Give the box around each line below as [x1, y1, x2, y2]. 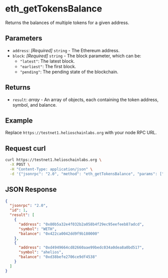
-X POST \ [9, 162, 30, 167]
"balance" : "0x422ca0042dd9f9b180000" [18, 231, 99, 236]
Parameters [5, 34, 42, 43]
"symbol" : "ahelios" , [18, 250, 64, 255]
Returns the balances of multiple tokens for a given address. [5, 20, 129, 26]
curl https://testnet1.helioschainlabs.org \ [5, 157, 101, 163]
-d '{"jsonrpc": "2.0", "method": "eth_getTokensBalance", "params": [9, 171, 157, 176]
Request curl [5, 144, 46, 153]
